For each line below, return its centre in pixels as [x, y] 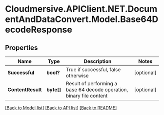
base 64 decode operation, [97, 90]
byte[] [54, 90]
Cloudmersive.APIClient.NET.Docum [81, 9]
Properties [21, 48]
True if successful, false [93, 69]
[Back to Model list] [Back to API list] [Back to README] [61, 108]
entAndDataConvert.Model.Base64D [82, 19]
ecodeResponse [39, 30]
